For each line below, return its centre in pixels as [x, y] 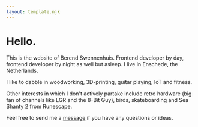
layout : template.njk [33, 12]
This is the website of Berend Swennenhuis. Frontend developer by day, [95, 58]
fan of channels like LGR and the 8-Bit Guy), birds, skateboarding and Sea [97, 100]
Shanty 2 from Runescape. [39, 106]
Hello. [21, 41]
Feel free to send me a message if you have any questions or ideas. [90, 117]
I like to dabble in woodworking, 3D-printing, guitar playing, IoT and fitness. [99, 82]
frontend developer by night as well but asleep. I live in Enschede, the [92, 64]
